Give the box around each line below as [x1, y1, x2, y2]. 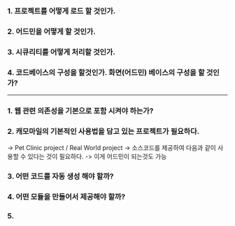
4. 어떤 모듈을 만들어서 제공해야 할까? [7, 192, 126, 202]
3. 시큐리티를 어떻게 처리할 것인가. [7, 47, 115, 56]
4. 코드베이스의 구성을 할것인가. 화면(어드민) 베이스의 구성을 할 [7, 68, 205, 77]
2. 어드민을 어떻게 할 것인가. [7, 27, 96, 36]
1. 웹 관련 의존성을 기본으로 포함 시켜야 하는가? [7, 106, 154, 116]
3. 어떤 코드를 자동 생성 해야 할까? [7, 172, 114, 181]
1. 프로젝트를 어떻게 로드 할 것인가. [7, 6, 116, 15]
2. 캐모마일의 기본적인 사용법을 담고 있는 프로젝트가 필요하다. [7, 126, 200, 136]
